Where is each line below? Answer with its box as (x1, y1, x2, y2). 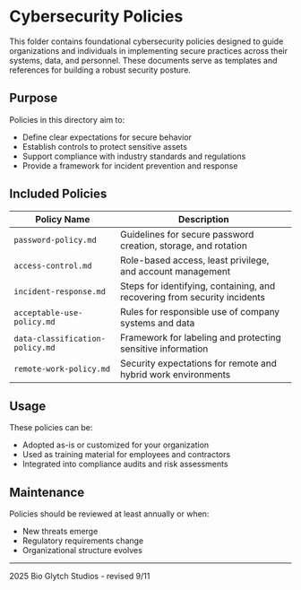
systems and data (120, 317, 195, 329)
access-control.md (13, 260, 92, 271)
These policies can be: (9, 422, 93, 433)
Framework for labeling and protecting (120, 331, 282, 343)
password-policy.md (13, 235, 97, 245)
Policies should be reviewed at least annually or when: (9, 508, 210, 519)
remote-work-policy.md (13, 363, 110, 374)
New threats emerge (21, 526, 99, 537)
